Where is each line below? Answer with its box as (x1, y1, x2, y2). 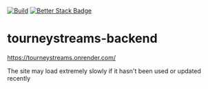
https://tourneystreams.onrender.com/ (7, 53, 116, 61)
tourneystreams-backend (7, 31, 158, 46)
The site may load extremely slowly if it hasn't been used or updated (7, 66, 202, 75)
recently (7, 74, 31, 82)
